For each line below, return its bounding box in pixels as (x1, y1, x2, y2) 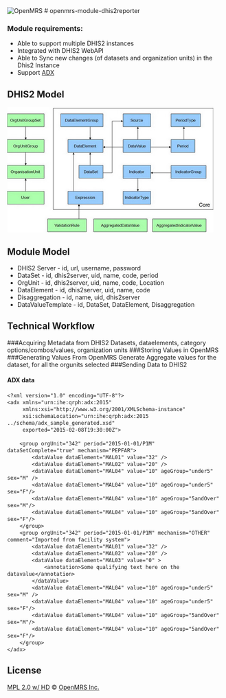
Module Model (7, 246, 70, 257)
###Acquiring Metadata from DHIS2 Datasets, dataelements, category (7, 338, 206, 347)
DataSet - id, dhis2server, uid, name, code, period (16, 271, 159, 279)
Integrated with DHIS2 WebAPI (16, 47, 104, 55)
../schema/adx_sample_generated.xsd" (7, 419, 115, 426)
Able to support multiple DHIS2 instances (16, 39, 134, 47)
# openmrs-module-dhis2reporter (44, 7, 141, 14)
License (7, 665, 42, 677)
